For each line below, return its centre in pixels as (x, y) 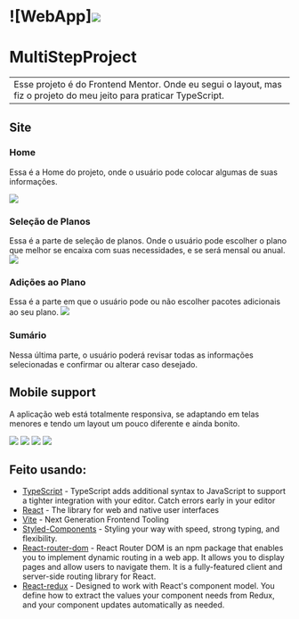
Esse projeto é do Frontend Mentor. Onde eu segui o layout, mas (148, 85)
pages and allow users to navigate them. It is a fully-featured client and (152, 567)
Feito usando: (48, 470)
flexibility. (40, 539)
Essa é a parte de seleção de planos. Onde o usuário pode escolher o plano (148, 241)
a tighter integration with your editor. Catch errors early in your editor (149, 500)
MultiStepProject (73, 58)
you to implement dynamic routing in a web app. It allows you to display (153, 557)
